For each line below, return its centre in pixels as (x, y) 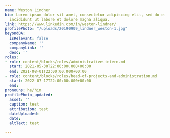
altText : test (24, 123)
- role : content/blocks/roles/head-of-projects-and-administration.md (81, 76)
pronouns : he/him (23, 90)
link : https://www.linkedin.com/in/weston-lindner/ (60, 24)
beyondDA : (15, 33)
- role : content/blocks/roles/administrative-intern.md (65, 62)
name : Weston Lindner (28, 10)
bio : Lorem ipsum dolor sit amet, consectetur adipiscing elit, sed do (82, 15)
